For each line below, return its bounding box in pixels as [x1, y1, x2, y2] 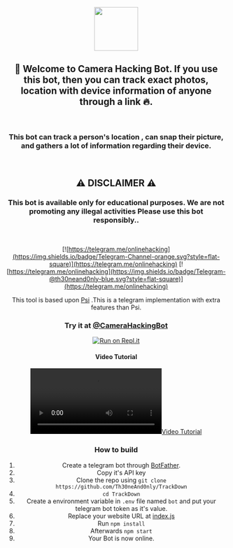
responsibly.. [92, 216, 140, 225]
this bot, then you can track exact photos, [23, 74, 209, 86]
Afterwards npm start [90, 526, 153, 535]
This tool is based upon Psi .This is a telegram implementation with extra [12, 295, 220, 304]
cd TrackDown [102, 491, 141, 498]
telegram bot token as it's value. [75, 504, 168, 512]
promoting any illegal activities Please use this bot [29, 206, 204, 216]
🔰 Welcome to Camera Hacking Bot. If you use [14, 63, 218, 75]
